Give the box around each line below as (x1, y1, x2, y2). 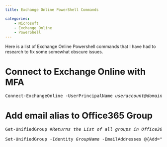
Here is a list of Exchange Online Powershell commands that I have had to (5, 44, 156, 49)
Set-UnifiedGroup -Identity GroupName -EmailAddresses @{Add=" (5, 137, 163, 142)
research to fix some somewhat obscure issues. (5, 49, 103, 55)
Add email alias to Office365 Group (5, 110, 153, 121)
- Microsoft (14, 21, 39, 26)
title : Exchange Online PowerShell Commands (5, 7, 99, 12)
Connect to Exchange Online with (5, 66, 146, 77)
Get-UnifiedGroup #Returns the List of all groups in (5, 127, 139, 132)
